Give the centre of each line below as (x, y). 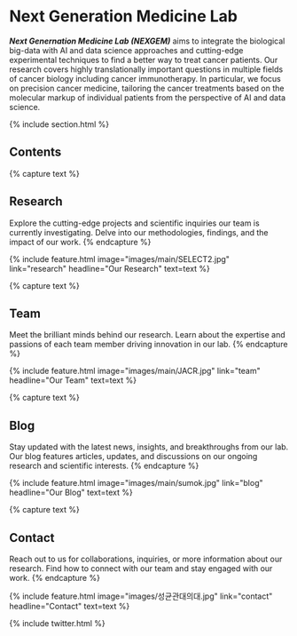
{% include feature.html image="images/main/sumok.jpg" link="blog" (136, 483)
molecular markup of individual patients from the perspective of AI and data (148, 97)
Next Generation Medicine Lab (123, 16)
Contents (35, 152)
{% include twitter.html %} (58, 623)
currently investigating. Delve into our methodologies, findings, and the (139, 232)
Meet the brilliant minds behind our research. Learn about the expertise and (147, 335)
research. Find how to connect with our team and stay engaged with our (141, 568)
